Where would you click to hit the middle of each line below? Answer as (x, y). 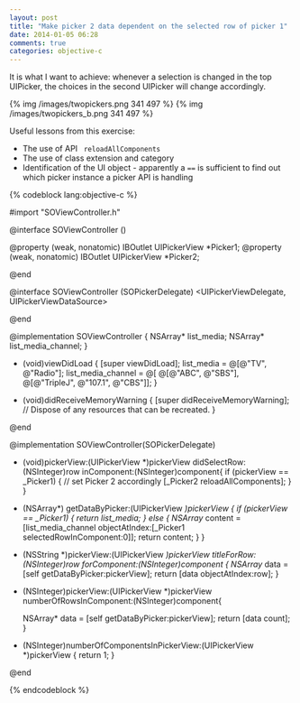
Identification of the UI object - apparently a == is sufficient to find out (151, 168)
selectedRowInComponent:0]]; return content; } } (114, 537)
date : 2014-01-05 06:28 (54, 34)
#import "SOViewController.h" (65, 212)
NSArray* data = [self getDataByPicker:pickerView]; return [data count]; (156, 618)
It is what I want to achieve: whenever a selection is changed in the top (141, 77)
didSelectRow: (219, 462)
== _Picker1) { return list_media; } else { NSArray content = (132, 518)
